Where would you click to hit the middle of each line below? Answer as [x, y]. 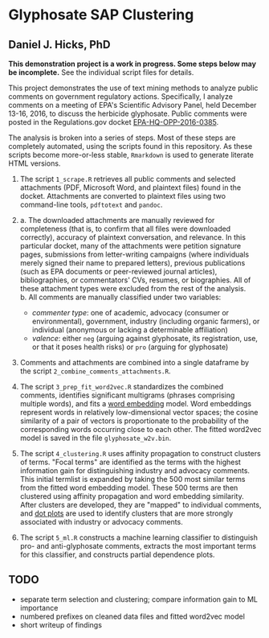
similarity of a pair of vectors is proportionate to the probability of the [134, 421]
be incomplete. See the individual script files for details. [101, 72]
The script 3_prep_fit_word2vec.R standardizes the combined [121, 387]
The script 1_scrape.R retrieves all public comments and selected [128, 179]
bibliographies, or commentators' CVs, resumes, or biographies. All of [135, 280]
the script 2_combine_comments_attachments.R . [95, 371]
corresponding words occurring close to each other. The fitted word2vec [141, 429]
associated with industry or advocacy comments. [101, 522]
